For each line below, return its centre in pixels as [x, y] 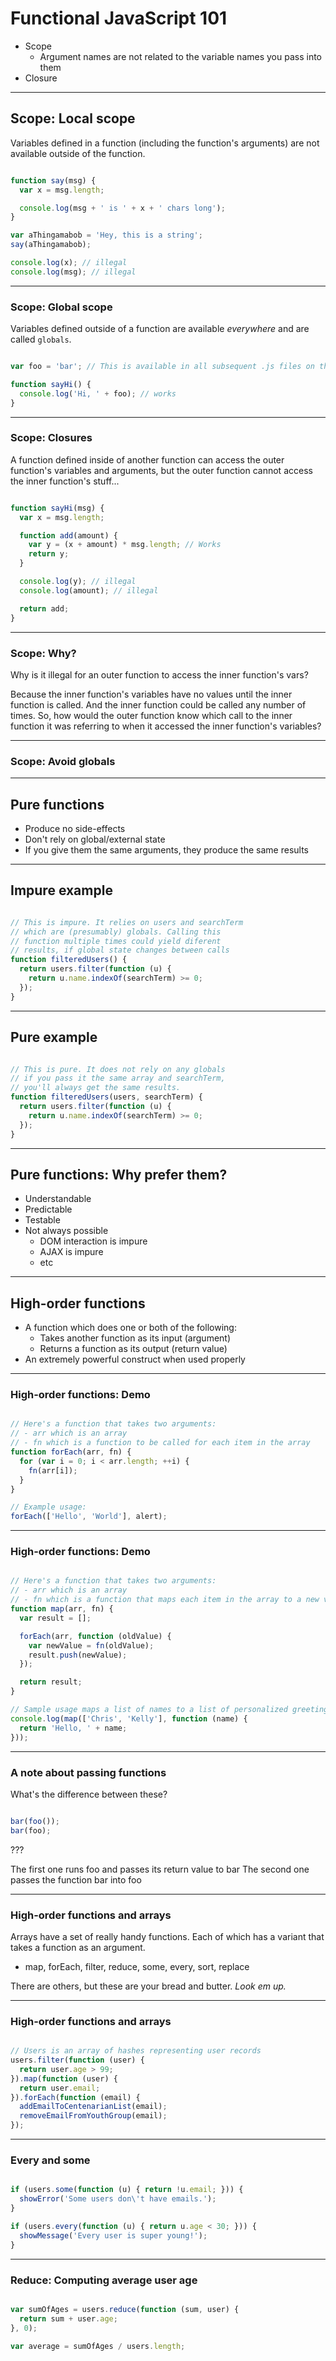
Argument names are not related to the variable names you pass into [180, 56]
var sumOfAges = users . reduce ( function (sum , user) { [125, 2309]
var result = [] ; [55, 1618]
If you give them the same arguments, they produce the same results [166, 850]
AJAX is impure [71, 1252]
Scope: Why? [43, 653]
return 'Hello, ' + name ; [73, 1728]
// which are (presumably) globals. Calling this [116, 932]
